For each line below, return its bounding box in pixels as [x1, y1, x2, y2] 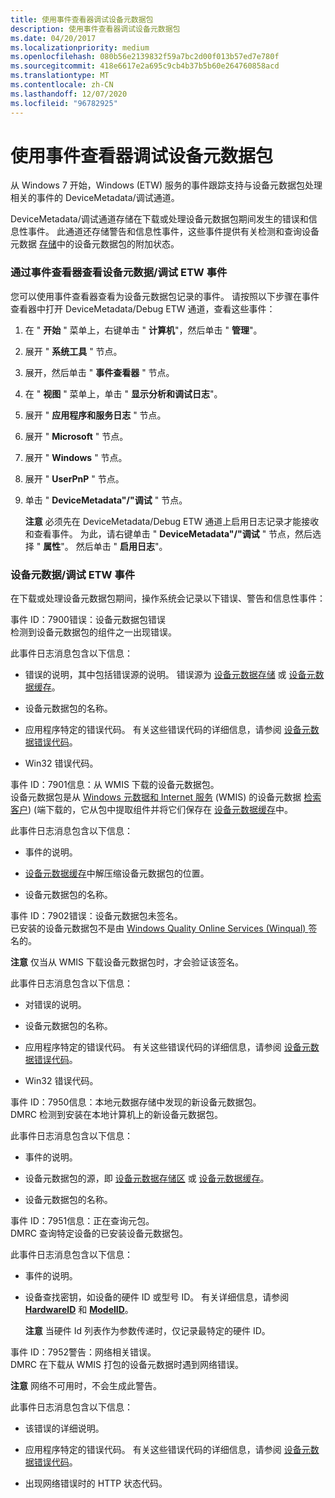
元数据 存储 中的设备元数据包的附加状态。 [10, 238, 180, 250]
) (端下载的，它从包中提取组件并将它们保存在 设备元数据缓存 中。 [28, 804, 294, 816]
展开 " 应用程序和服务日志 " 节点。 [24, 409, 167, 421]
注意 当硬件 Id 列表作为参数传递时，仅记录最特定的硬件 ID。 [24, 1325, 271, 1337]
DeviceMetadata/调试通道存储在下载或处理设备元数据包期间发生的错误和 [10, 213, 309, 225]
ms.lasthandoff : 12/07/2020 [10, 89, 128, 99]
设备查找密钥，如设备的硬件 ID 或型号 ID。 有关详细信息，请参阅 [24, 1291, 290, 1303]
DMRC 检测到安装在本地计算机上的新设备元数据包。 [10, 1109, 223, 1121]
